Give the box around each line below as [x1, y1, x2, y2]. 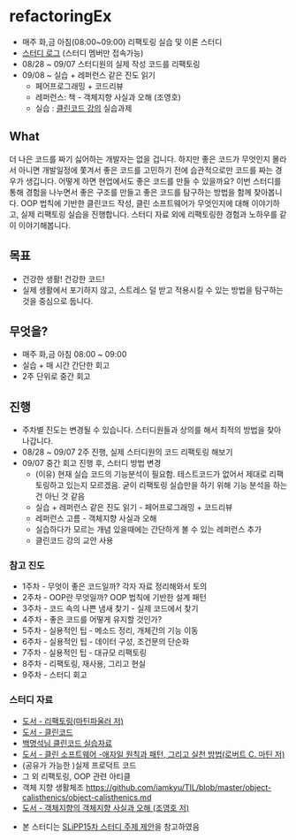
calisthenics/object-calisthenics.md [21, 791, 152, 802]
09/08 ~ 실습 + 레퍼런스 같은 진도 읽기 [21, 69, 156, 80]
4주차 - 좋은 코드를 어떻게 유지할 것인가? [21, 615, 163, 625]
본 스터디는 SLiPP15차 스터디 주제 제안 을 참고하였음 [21, 821, 201, 832]
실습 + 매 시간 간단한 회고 [21, 360, 110, 370]
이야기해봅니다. [18, 219, 72, 231]
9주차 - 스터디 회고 [21, 669, 87, 680]
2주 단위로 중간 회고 [21, 371, 91, 382]
